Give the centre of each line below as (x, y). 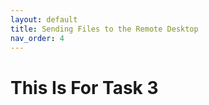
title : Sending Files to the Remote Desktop (104, 29)
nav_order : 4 (37, 38)
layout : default (44, 19)
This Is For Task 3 (84, 87)
